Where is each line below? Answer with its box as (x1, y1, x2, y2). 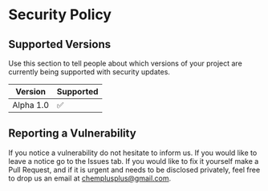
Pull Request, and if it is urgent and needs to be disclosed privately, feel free (8, 165, 261, 174)
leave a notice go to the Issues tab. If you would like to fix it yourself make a (8, 156, 259, 165)
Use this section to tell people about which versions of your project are (8, 58, 242, 68)
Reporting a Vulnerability (8, 126, 136, 141)
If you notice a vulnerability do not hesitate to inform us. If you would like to (8, 148, 258, 157)
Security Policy (8, 6, 112, 24)
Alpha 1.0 (12, 100, 50, 110)
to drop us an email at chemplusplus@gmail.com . (8, 173, 172, 183)
